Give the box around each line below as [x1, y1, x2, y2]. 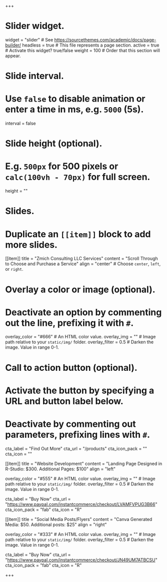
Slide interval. [5, 71, 64, 82]
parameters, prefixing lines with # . [5, 429, 150, 440]
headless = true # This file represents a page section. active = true [22, 42, 159, 48]
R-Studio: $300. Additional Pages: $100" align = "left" [5, 466, 116, 472]
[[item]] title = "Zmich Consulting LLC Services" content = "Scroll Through [5, 256, 158, 262]
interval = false [5, 121, 36, 127]
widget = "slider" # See [5, 37, 53, 43]
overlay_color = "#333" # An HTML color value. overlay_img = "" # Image [5, 531, 156, 537]
